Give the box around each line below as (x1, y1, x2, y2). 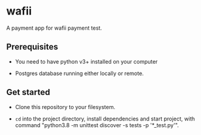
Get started (6, 87, 50, 97)
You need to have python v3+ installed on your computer (15, 58, 158, 65)
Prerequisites (6, 42, 58, 52)
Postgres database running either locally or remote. (15, 70, 144, 77)
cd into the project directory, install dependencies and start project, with (15, 115, 196, 122)
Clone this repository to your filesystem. (15, 103, 115, 110)
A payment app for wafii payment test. (6, 24, 102, 31)
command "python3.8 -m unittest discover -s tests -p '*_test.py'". (15, 121, 179, 128)
